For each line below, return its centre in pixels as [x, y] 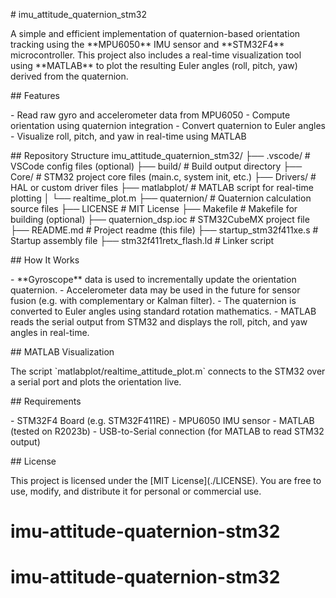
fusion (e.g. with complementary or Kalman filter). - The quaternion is [153, 300]
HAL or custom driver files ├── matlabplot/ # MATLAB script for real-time [162, 187]
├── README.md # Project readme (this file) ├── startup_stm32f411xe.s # [164, 230]
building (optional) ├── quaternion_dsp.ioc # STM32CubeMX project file [160, 219]
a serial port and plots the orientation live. [96, 382]
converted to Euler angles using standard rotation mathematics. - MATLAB [163, 311]
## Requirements [46, 401]
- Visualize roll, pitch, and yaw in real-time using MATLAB [128, 136]
